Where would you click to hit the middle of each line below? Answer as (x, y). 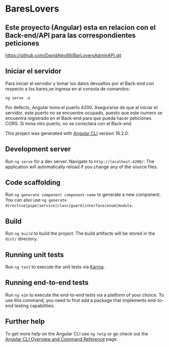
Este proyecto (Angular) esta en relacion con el (80, 28)
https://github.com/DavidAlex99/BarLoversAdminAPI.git (63, 55)
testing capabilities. (35, 306)
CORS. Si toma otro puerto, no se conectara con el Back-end (68, 123)
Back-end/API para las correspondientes (71, 35)
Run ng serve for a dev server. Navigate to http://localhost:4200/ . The (80, 161)
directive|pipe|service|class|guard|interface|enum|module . (69, 206)
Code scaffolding (33, 183)
